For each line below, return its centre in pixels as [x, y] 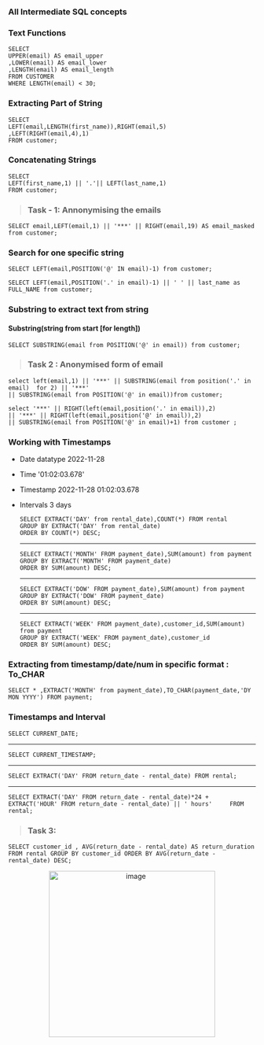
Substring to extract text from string [79, 309]
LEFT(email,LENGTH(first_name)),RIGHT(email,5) [88, 127]
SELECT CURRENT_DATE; [44, 733]
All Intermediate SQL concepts [68, 12]
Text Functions [37, 32]
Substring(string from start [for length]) [74, 328]
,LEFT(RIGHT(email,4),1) [49, 133]
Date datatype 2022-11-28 [62, 460]
